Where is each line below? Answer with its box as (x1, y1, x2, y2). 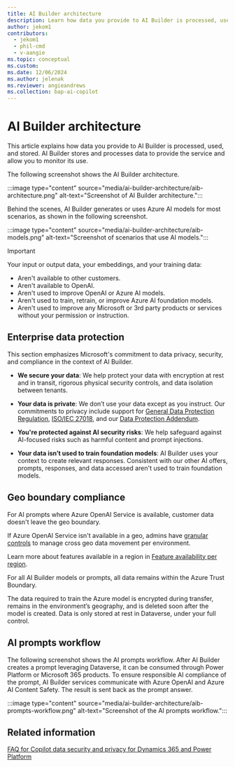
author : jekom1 (7, 23, 52, 30)
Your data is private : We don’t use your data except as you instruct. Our (17, 399, 225, 408)
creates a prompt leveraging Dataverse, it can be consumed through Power (7, 663, 225, 671)
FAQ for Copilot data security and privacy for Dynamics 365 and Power (7, 745, 212, 754)
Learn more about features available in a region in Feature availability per (7, 552, 218, 560)
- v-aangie (13, 50, 45, 57)
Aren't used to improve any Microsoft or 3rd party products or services (17, 304, 222, 312)
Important (7, 247, 36, 256)
